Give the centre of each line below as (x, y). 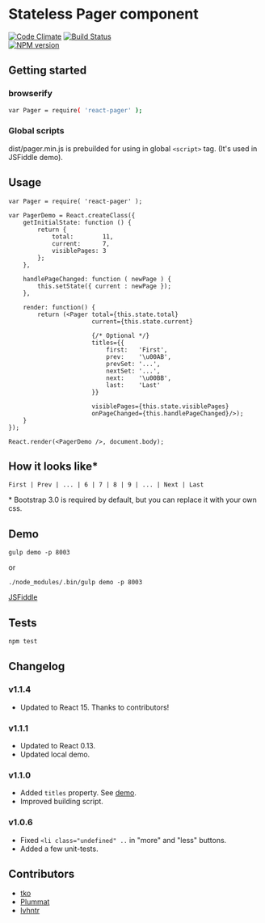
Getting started (48, 71)
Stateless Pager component (104, 14)
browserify (30, 94)
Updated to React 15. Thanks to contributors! (95, 707)
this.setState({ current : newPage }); (105, 286)
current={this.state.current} (143, 321)
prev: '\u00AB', (139, 356)
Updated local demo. (55, 754)
